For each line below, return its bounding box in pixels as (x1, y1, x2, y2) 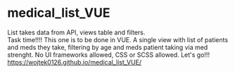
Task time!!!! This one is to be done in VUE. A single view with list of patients (7, 35, 229, 44)
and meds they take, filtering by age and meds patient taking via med (7, 43, 208, 51)
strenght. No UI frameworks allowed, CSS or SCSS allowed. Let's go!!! (7, 51, 210, 59)
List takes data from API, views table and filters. (7, 28, 146, 36)
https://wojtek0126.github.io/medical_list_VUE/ (7, 58, 142, 66)
